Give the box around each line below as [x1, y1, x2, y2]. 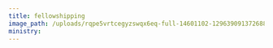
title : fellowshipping [8, 11, 85, 20]
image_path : [8, 20, 49, 28]
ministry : [8, 27, 42, 35]
